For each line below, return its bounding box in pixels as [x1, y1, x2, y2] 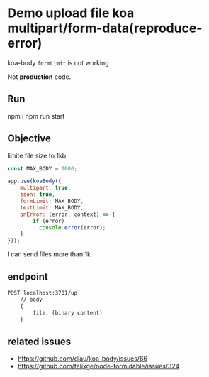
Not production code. [7, 72, 72, 81]
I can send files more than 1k [7, 250, 91, 258]
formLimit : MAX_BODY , [20, 197, 84, 205]
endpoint [7, 271, 48, 283]
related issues [7, 335, 72, 347]
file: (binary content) [33, 309, 103, 317]
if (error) [33, 217, 65, 224]
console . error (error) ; [38, 224, 106, 231]
